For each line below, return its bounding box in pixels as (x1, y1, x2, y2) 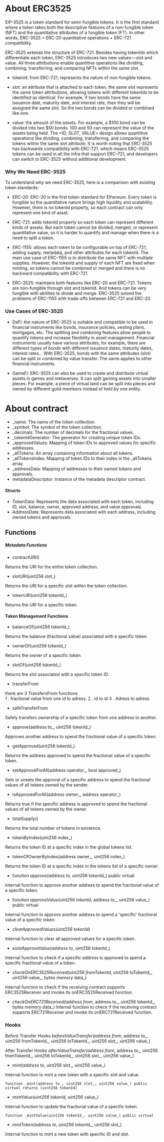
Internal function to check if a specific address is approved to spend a (5, 955, 146, 961)
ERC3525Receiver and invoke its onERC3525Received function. (5, 990, 133, 995)
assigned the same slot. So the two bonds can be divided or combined (12, 105, 154, 111)
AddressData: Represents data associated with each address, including (12, 509, 156, 515)
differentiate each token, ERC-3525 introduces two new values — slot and (5, 54, 152, 60)
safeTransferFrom (12, 705, 48, 711)
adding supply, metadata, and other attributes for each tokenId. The (12, 249, 149, 255)
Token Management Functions (5, 613, 68, 619)
